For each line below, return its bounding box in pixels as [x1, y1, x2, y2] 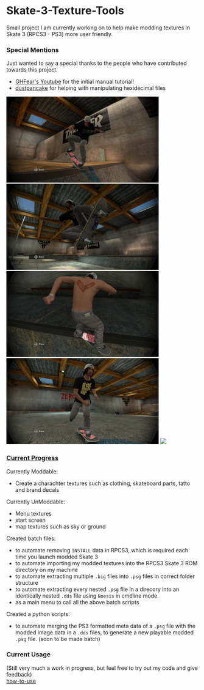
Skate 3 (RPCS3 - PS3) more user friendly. [6, 30, 113, 37]
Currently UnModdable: [6, 498, 66, 505]
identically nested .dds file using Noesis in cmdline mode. [15, 592, 160, 599]
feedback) [6, 670, 32, 678]
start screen [15, 516, 46, 524]
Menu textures [15, 510, 52, 517]
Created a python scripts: [6, 610, 70, 618]
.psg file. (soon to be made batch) [15, 635, 100, 642]
